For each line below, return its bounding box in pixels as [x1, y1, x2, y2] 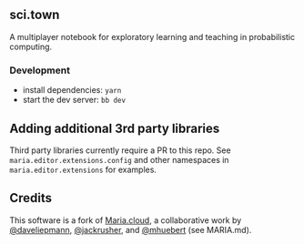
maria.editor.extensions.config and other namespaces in [9, 154, 229, 165]
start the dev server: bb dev [22, 95, 126, 106]
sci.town [9, 7, 60, 23]
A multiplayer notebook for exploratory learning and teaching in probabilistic [9, 31, 296, 42]
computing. [9, 41, 53, 52]
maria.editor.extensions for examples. [9, 164, 157, 175]
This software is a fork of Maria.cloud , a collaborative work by [9, 214, 242, 226]
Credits [9, 190, 53, 206]
